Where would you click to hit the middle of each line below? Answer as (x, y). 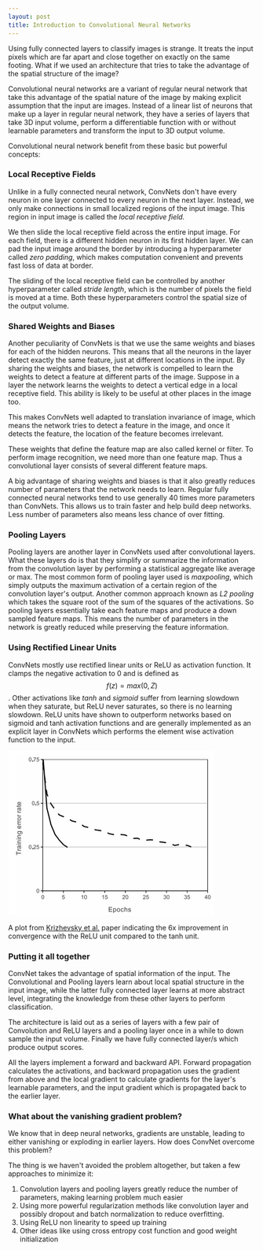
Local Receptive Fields (52, 175)
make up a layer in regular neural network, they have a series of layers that (129, 113)
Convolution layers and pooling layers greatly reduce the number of (129, 1189)
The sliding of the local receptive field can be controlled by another (117, 280)
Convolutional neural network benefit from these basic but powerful (118, 146)
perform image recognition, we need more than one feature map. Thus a (125, 457)
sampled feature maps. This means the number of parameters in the (119, 619)
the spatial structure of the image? (64, 73)
